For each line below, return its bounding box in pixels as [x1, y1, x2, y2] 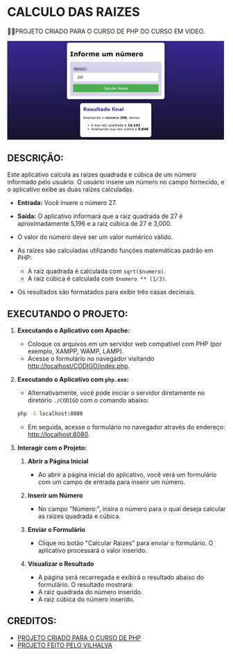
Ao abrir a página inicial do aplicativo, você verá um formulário [37, 470, 217, 479]
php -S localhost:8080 [17, 410, 83, 418]
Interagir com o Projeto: [17, 443, 87, 452]
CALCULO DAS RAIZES [7, 4, 140, 20]
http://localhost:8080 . [27, 430, 90, 438]
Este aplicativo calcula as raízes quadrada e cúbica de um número [7, 170, 196, 179]
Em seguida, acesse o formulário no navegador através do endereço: [27, 423, 225, 431]
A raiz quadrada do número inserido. [37, 587, 144, 596]
